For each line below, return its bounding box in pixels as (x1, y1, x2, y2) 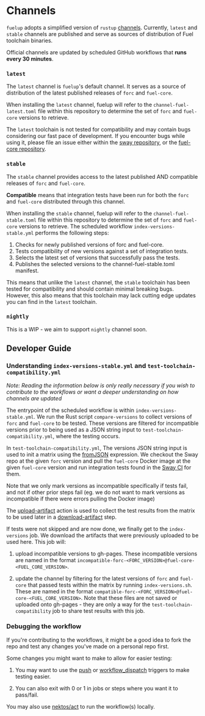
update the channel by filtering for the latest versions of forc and (15, 574, 179, 582)
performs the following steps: (35, 229, 109, 236)
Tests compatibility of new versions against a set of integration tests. (15, 247, 189, 255)
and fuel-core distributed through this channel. (6, 198, 125, 205)
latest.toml (6, 109, 37, 115)
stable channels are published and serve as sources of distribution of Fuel (6, 30, 193, 37)
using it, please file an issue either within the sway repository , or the (6, 139, 178, 146)
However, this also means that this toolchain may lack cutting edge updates (6, 291, 196, 299)
